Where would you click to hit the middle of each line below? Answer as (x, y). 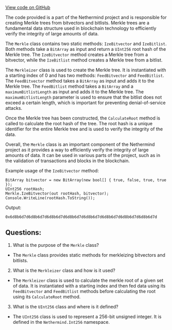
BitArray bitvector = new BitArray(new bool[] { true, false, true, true (86, 180)
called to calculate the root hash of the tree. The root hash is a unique (79, 123)
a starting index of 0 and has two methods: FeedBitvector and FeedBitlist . (85, 75)
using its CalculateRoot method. (47, 297)
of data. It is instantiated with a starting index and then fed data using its (89, 286)
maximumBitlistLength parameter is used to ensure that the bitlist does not (84, 97)
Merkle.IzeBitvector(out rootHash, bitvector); (57, 193)
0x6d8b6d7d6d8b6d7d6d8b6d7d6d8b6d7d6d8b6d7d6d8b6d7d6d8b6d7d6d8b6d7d (81, 217)
